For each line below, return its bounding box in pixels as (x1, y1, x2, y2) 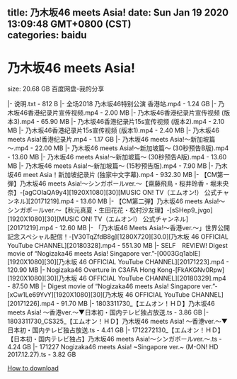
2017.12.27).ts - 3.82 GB (7, 350, 76, 359)
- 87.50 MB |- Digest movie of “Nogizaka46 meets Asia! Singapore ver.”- (7, 282, 218, 290)
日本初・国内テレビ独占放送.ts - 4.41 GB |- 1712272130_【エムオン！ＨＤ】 (7, 326, 224, 334)
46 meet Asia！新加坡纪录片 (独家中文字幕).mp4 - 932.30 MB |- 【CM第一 (13, 171, 230, 179)
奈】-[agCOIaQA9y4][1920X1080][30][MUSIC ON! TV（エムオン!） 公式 (7, 188, 217, 197)
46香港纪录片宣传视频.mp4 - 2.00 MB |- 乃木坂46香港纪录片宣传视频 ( (19, 108, 224, 117)
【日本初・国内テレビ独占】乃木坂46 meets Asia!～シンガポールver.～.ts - (7, 335, 222, 344)
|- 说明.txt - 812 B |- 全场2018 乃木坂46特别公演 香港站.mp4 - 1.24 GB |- (7, 100, 217, 108)
